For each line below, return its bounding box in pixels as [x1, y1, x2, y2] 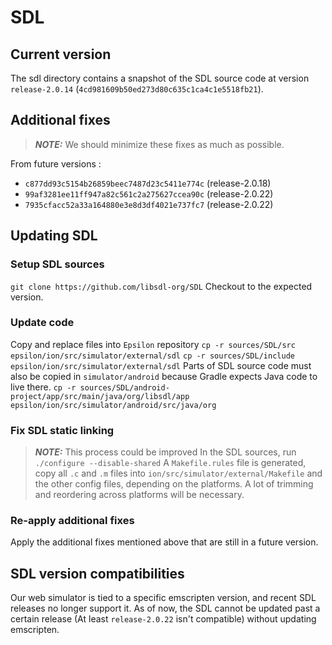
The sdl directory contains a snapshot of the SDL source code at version [10, 72, 310, 84]
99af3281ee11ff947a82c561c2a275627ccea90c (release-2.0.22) [24, 187, 274, 200]
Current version [10, 46, 112, 63]
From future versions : [10, 157, 102, 170]
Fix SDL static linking [10, 423, 115, 437]
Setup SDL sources [10, 257, 105, 271]
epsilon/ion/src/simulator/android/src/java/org [10, 400, 217, 410]
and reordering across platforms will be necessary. [34, 489, 245, 501]
